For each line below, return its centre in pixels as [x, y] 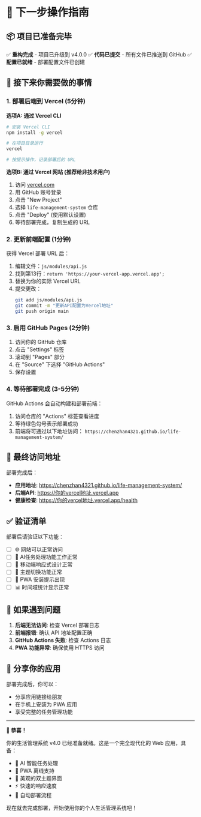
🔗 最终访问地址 [33, 457]
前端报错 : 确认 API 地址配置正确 [54, 633]
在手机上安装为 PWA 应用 [46, 704]
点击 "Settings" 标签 [39, 349]
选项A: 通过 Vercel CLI [34, 115]
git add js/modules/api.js [48, 300]
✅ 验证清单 [26, 521]
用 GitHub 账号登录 [38, 192]
